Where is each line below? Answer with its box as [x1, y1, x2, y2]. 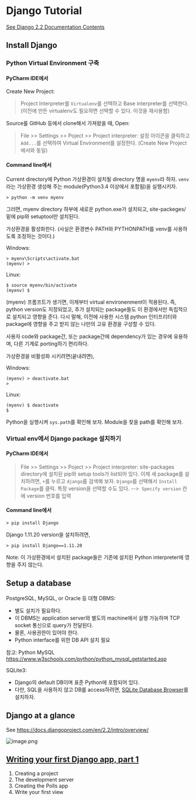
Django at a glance [6, 711, 75, 721]
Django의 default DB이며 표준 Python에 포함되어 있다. [14, 679, 140, 686]
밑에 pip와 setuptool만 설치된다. [6, 212, 80, 220]
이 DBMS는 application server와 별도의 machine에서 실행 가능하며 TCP [14, 614, 180, 621]
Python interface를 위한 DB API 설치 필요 [14, 636, 111, 643]
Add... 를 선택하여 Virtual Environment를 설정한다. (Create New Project [20, 139, 187, 147]
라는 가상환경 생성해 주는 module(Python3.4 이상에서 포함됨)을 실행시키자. [6, 183, 177, 190]
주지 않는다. [16, 561, 44, 568]
